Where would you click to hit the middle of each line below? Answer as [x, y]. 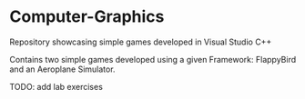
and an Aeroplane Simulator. [62, 69]
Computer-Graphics [87, 17]
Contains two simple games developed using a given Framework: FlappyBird [153, 59]
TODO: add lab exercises [56, 86]
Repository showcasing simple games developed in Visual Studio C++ [141, 42]
